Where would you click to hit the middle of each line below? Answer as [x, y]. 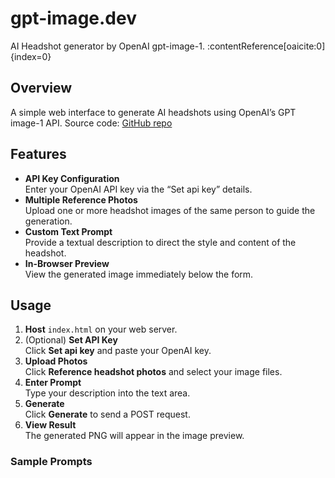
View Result [50, 425]
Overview [41, 88]
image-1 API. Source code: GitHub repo [91, 123]
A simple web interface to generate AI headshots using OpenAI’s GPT [153, 112]
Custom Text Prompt [68, 231]
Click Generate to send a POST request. [107, 414]
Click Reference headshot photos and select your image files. [153, 372]
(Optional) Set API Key [71, 340]
